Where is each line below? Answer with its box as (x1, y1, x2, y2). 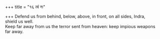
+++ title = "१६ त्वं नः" (5, 4, 45, 10)
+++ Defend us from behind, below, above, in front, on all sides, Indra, (5, 14, 146, 19)
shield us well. (5, 19, 34, 24)
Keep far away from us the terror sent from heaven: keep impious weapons (5, 24, 156, 29)
